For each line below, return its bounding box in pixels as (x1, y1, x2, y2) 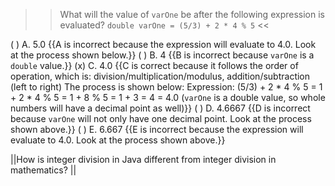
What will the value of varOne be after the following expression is (59, 9, 325, 20)
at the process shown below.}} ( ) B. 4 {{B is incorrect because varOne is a (10, 49, 315, 61)
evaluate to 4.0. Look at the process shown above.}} (10, 134, 226, 146)
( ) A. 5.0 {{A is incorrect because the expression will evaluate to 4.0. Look (10, 39, 317, 50)
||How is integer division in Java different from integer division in (10, 154, 277, 165)
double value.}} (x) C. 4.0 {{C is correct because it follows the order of (10, 60, 299, 71)
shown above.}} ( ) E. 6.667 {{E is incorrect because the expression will (10, 124, 304, 135)
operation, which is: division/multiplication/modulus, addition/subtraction (10, 70, 311, 82)
